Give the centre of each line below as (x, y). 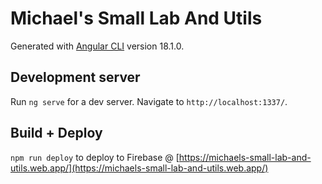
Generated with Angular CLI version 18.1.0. (97, 46)
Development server (75, 77)
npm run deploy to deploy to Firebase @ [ (95, 157)
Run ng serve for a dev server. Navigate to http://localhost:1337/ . (149, 101)
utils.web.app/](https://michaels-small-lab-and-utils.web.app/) (139, 168)
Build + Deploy (56, 133)
